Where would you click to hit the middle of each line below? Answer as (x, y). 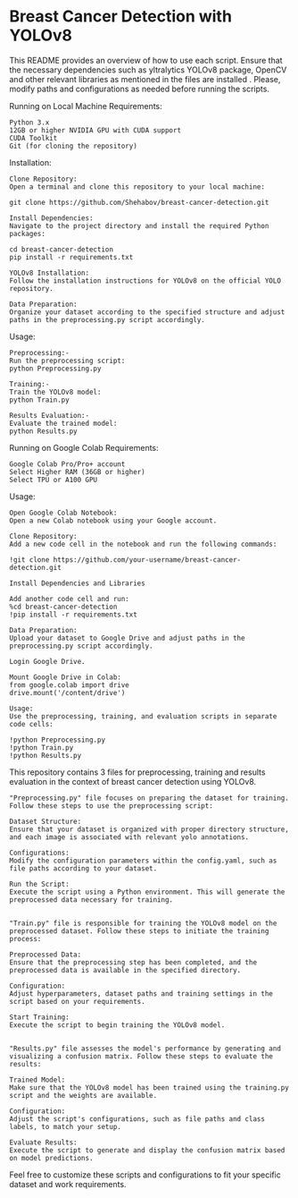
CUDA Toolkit (33, 138)
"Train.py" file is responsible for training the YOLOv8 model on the (143, 923)
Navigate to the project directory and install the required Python (139, 225)
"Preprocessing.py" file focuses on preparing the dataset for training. (149, 798)
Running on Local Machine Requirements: (86, 106)
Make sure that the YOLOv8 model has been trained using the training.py (149, 1088)
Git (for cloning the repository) (74, 146)
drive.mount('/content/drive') (67, 692)
